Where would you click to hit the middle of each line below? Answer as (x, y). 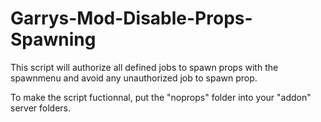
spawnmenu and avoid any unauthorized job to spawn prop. (134, 78)
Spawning (53, 39)
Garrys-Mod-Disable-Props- (131, 18)
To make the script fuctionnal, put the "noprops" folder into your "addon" (161, 97)
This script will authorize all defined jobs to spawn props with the (144, 67)
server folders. (40, 108)
